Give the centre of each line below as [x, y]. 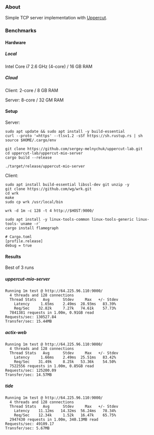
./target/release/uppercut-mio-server [45, 166]
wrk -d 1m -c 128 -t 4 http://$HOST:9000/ [50, 211]
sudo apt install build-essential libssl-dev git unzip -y [67, 184]
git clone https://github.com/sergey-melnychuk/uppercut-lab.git [74, 149]
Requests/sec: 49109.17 [30, 424]
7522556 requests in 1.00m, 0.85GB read [52, 366]
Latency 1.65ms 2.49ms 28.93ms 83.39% [65, 304]
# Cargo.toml [19, 237]
